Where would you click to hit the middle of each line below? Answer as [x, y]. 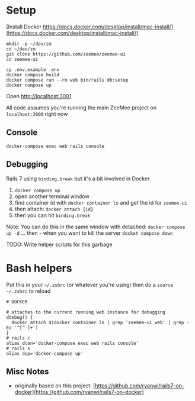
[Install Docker [24, 27]
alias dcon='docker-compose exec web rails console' [73, 343]
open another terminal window [52, 196]
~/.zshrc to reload [28, 291]
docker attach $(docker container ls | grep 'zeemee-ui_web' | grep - [100, 322]
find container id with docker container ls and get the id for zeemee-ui [101, 202]
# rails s [18, 348]
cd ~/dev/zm [21, 49]
